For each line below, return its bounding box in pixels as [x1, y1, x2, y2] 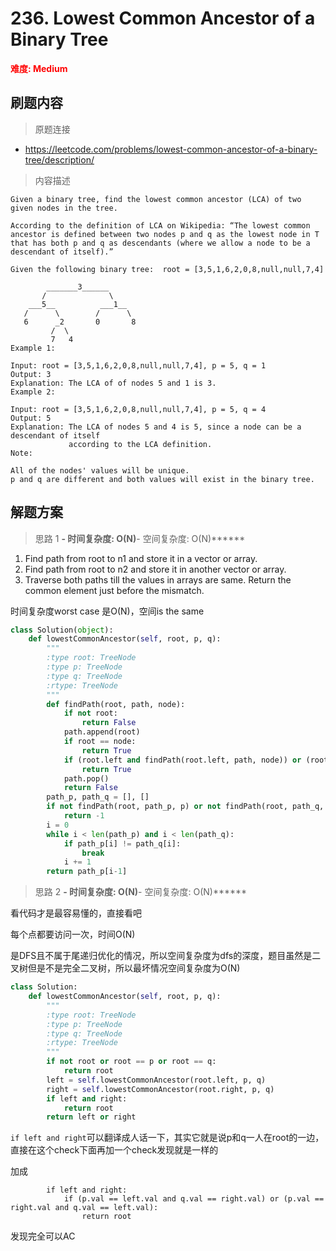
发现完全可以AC [10, 1230, 76, 1242]
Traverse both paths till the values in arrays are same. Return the [24, 573, 292, 586]
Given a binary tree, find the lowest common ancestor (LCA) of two [10, 194, 302, 204]
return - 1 [63, 811, 105, 821]
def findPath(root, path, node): [46, 699, 186, 709]
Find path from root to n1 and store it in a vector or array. [24, 552, 258, 564]
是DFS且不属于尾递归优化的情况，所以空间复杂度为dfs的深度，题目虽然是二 [10, 950, 322, 962]
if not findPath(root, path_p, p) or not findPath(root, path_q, [46, 802, 325, 812]
